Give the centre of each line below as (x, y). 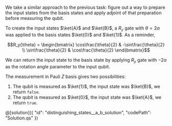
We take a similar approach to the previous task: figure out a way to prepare (85, 7)
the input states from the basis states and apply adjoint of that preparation (84, 13)
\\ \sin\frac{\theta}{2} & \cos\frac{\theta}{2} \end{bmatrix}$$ (86, 50)
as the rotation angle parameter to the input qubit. (58, 66)
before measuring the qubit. (35, 18)
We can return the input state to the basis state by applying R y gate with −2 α (86, 60)
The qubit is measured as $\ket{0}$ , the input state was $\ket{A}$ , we (87, 97)
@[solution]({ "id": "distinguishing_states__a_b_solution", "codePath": (78, 112)
